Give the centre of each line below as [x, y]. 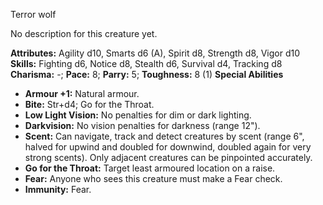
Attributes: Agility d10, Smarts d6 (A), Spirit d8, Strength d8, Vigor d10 [155, 53]
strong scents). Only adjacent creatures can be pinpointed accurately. [168, 157]
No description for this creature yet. [84, 33]
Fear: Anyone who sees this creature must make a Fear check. [153, 178]
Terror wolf [33, 14]
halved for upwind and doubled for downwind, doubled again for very [168, 147]
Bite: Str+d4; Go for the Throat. [89, 104]
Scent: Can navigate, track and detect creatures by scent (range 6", [164, 136]
